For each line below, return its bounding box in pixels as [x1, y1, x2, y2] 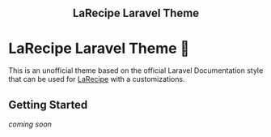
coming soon [8, 119, 53, 129]
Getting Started [8, 97, 88, 112]
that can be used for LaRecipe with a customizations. [8, 75, 185, 84]
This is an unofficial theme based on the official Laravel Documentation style [8, 66, 264, 75]
